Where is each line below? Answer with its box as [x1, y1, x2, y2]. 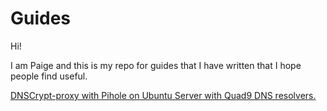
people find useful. [10, 70, 88, 82]
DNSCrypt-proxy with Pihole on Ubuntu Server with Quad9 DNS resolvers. [10, 89, 317, 101]
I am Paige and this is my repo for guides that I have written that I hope [10, 59, 302, 71]
